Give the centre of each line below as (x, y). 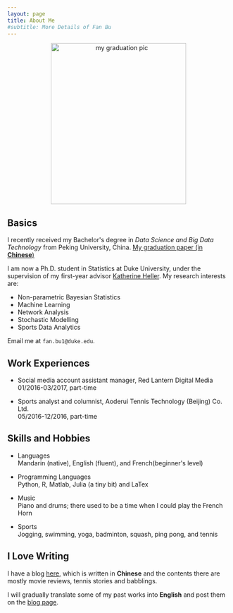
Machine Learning (44, 305)
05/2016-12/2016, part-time (57, 416)
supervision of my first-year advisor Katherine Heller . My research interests (117, 276)
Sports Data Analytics (49, 327)
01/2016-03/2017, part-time (57, 388)
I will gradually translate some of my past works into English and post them (116, 595)
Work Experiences (49, 363)
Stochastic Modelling (48, 320)
